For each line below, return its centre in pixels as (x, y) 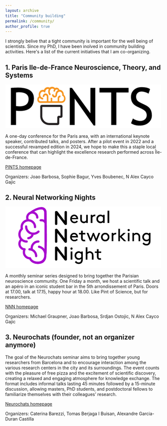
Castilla (26, 419)
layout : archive (22, 10)
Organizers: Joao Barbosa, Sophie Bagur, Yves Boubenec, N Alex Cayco (79, 177)
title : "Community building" (35, 16)
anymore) (20, 345)
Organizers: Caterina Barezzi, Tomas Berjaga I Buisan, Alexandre (72, 414)
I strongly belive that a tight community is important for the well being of (79, 41)
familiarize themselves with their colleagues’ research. (61, 394)
